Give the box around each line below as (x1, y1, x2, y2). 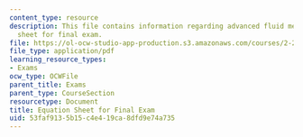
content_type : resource (9, 13, 99, 23)
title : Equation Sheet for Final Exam (9, 105, 155, 114)
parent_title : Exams (9, 80, 87, 89)
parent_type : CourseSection (9, 88, 115, 97)
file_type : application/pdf (9, 47, 115, 56)
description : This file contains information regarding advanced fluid (9, 22, 284, 31)
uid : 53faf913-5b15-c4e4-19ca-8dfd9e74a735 (9, 114, 176, 123)
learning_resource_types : (9, 55, 106, 64)
